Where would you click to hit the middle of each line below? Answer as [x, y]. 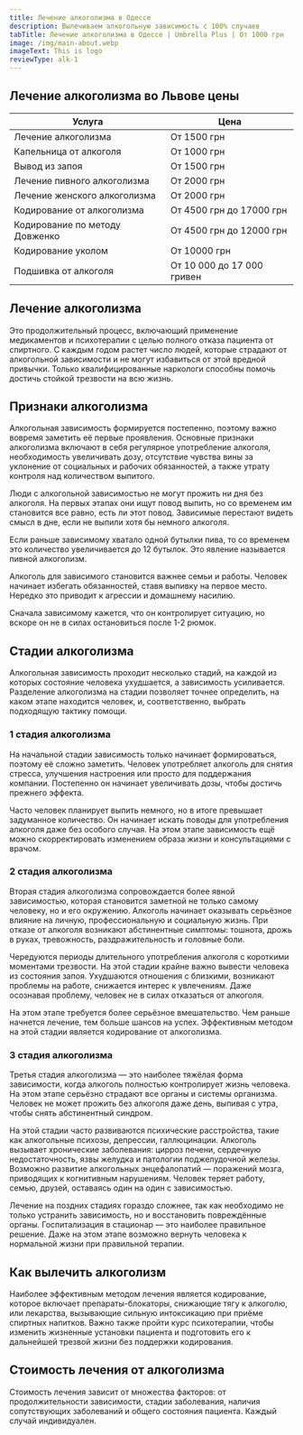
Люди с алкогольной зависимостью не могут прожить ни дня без [137, 493]
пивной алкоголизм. [48, 559]
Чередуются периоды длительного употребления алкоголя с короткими [149, 956]
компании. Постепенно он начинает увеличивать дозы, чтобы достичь [146, 783]
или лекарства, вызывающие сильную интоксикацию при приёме [136, 1312]
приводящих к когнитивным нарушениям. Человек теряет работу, [138, 1179]
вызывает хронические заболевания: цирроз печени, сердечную [135, 1150]
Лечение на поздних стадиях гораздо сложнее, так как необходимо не [147, 1206]
